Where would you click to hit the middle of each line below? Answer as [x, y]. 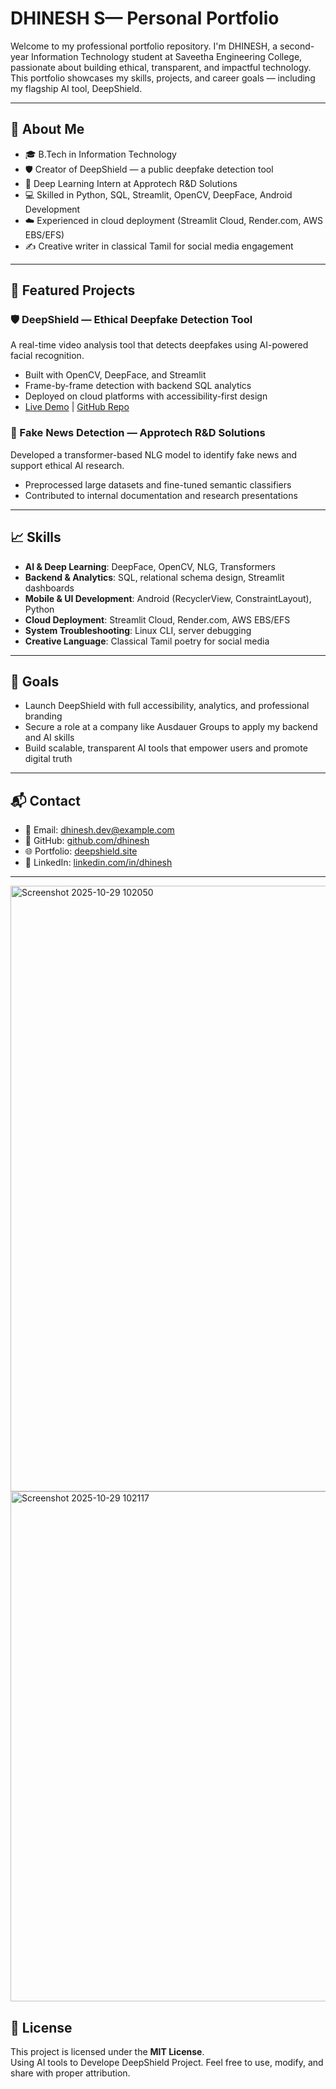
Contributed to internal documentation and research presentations [161, 495]
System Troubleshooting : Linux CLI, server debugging [138, 630]
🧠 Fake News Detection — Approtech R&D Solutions [138, 433]
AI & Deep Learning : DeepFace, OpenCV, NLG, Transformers [150, 566]
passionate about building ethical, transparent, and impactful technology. [161, 67]
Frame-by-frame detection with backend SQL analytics [138, 386]
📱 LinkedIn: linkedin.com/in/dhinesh [98, 863]
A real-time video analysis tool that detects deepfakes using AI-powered [159, 345]
